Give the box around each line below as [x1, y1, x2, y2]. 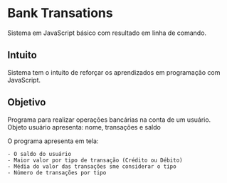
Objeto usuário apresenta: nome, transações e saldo [7, 122, 162, 131]
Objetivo [7, 96, 46, 108]
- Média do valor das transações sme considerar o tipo [7, 162, 176, 170]
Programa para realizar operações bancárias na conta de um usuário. [7, 115, 211, 124]
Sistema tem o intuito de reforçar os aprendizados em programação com [7, 68, 221, 76]
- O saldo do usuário [7, 150, 72, 157]
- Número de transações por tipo [7, 169, 107, 176]
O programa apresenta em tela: [7, 137, 99, 145]
